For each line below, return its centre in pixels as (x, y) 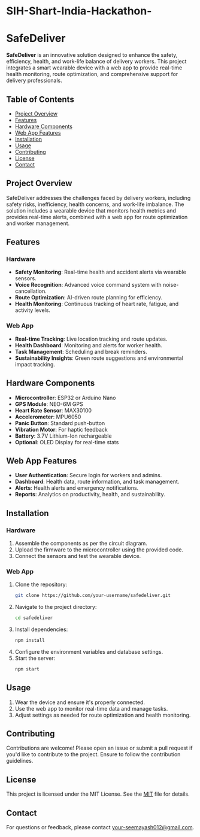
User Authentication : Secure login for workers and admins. (88, 475)
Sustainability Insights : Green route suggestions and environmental (99, 358)
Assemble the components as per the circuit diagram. (81, 544)
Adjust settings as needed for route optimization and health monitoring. (103, 715)
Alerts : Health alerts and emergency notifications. (77, 488)
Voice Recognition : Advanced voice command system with (88, 285)
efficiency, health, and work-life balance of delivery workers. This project (96, 62)
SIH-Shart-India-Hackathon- (79, 11)
